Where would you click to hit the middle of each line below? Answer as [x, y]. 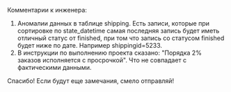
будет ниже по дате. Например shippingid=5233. [89, 45]
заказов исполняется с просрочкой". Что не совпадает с [102, 60]
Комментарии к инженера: [47, 10]
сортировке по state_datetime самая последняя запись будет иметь [118, 31]
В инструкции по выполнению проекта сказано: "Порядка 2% [109, 53]
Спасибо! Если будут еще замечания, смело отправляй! [91, 81]
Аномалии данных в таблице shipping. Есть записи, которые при [113, 23]
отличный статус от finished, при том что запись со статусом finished [121, 38]
